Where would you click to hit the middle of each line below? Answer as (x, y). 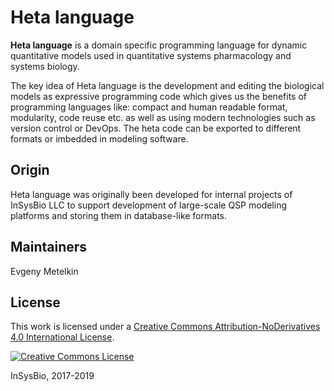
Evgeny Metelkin (44, 271)
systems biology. (45, 66)
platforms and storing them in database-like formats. (118, 215)
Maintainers (49, 247)
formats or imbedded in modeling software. (99, 138)
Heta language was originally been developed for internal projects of (151, 194)
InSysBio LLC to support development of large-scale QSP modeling (148, 205)
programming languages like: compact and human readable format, (149, 107)
